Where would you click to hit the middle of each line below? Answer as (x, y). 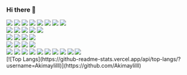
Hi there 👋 (21, 10)
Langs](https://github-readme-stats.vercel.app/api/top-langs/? (102, 59)
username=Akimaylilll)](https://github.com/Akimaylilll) (74, 66)
